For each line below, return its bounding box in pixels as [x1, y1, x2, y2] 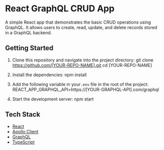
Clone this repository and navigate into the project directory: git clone [12, 57, 154, 63]
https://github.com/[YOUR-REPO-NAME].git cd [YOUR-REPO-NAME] [12, 62, 152, 68]
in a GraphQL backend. [5, 30, 52, 35]
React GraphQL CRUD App [5, 3, 115, 14]
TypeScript [12, 139, 35, 145]
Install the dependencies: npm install [12, 72, 87, 78]
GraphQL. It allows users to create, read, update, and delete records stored [5, 24, 158, 30]
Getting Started [5, 44, 54, 52]
